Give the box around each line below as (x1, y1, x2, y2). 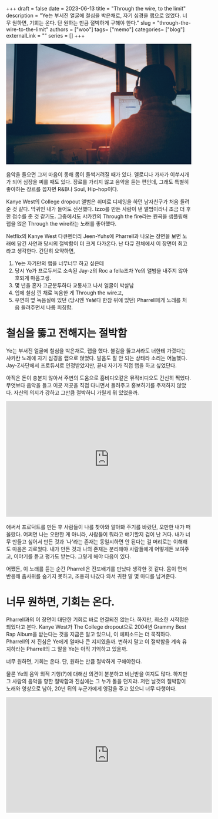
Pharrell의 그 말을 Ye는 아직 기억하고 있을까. (26, 645, 128, 652)
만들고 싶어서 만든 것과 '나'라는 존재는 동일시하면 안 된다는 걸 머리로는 (12, 538, 172, 545)
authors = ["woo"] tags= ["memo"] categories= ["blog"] (49, 26, 185, 33)
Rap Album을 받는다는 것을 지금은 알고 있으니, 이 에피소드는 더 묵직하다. (6, 630, 172, 637)
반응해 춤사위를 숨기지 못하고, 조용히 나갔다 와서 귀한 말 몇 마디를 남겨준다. (6, 572, 177, 579)
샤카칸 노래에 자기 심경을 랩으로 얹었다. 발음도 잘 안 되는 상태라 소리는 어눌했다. (6, 354, 188, 361)
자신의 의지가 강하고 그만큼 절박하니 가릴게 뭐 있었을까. (14, 389, 139, 396)
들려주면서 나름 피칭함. (21, 304, 73, 311)
